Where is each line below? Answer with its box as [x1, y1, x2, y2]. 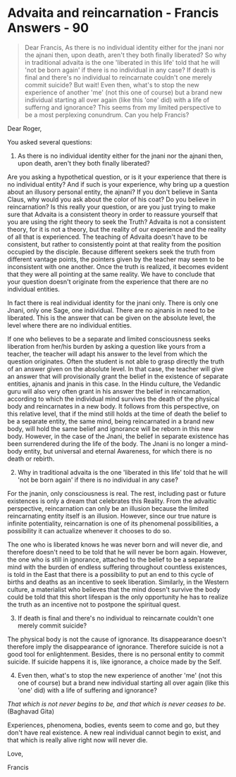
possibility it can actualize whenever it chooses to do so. [7, 526, 172, 535]
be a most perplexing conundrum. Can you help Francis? [24, 111, 190, 119]
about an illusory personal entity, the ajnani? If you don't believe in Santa [7, 187, 218, 196]
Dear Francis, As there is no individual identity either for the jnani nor [24, 43, 224, 51]
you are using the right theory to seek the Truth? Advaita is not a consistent [7, 217, 226, 226]
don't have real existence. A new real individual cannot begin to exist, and [7, 728, 221, 737]
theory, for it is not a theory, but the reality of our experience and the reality [7, 225, 227, 233]
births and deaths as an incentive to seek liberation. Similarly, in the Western [7, 578, 229, 586]
